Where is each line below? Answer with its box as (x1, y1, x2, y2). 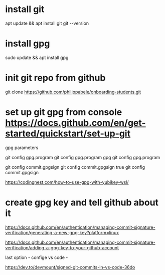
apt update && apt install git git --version (5, 20, 89, 26)
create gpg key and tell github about (5, 196, 159, 208)
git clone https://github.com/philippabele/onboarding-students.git (5, 89, 141, 95)
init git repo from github (5, 72, 106, 84)
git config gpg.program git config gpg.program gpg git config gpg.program (5, 154, 160, 160)
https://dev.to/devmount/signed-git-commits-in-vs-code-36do (5, 264, 135, 270)
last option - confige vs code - (5, 254, 68, 260)
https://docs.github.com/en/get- (5, 117, 146, 128)
